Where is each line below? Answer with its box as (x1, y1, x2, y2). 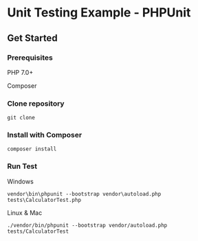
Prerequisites (7, 53, 53, 62)
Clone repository (7, 98, 65, 108)
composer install (7, 146, 57, 152)
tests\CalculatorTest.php (7, 196, 81, 203)
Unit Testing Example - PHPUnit (7, 5, 191, 21)
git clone (7, 115, 36, 122)
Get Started (7, 32, 58, 44)
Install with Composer (7, 130, 82, 140)
